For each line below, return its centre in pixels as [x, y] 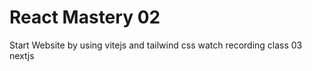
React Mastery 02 [85, 17]
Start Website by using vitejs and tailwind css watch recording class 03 [156, 45]
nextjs [22, 55]
